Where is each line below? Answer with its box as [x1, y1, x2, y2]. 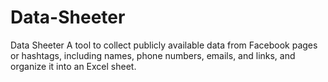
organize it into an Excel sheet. [10, 60, 137, 72]
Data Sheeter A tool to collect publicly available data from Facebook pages [10, 39, 318, 51]
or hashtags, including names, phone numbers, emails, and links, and [10, 49, 296, 61]
